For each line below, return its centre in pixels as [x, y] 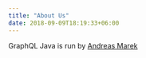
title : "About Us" [39, 15]
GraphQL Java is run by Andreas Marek [73, 45]
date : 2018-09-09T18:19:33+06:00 [64, 23]
